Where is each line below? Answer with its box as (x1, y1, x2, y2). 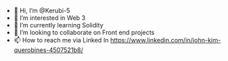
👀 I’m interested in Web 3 (13, 14, 86, 22)
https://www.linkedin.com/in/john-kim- (109, 36, 221, 44)
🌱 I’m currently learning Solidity (13, 21, 104, 29)
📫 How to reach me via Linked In (13, 36, 109, 44)
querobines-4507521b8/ (13, 46, 83, 54)
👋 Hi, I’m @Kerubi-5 (13, 7, 71, 14)
